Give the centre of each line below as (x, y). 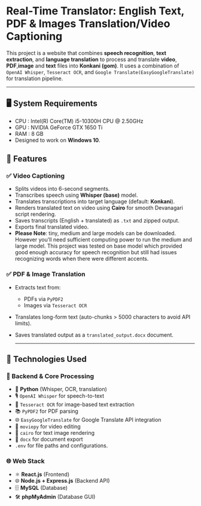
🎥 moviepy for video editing (48, 426)
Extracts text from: (38, 287)
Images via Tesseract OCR (55, 305)
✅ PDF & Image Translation (46, 275)
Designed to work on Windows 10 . (57, 140)
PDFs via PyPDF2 (44, 299)
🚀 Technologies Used (46, 359)
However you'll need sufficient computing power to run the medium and (103, 240)
